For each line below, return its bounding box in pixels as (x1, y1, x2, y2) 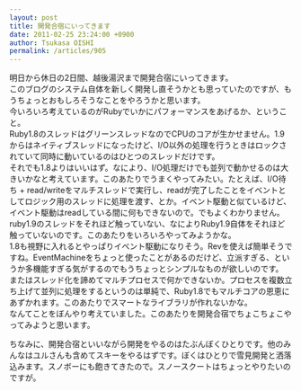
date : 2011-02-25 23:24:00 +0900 (9, 30, 135, 39)
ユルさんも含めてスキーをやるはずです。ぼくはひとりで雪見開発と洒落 (32, 350, 292, 360)
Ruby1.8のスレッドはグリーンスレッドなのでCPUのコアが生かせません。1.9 (9, 129, 286, 139)
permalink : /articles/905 (9, 47, 106, 56)
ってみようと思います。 (9, 320, 95, 331)
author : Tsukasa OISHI (9, 38, 94, 48)
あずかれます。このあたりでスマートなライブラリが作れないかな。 (9, 298, 253, 308)
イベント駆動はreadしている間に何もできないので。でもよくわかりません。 (9, 208, 285, 218)
